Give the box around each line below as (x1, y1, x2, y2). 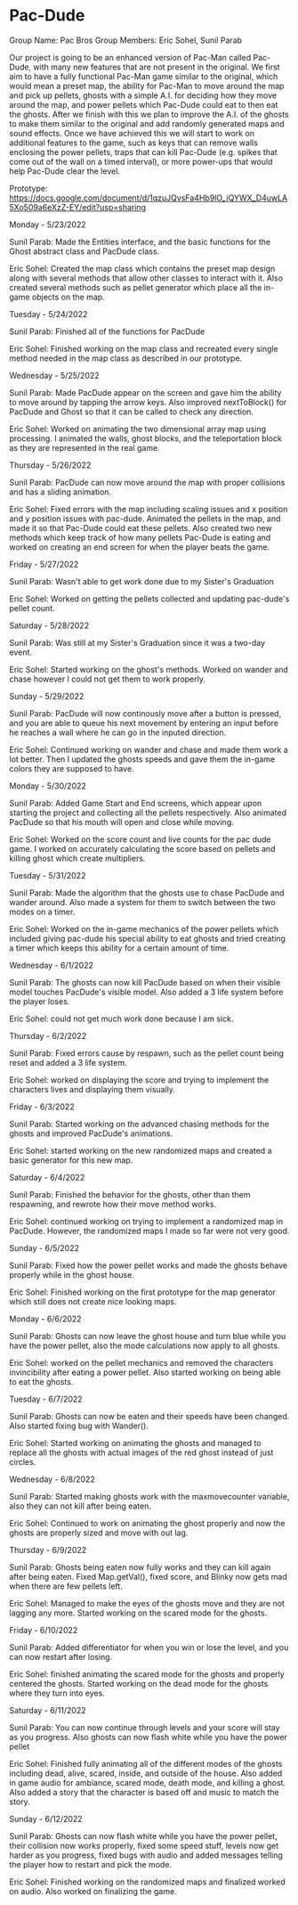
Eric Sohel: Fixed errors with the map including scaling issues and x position (9, 503, 288, 514)
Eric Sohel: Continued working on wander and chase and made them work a (9, 744, 289, 755)
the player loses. (9, 995, 70, 1007)
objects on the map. (31, 291, 105, 302)
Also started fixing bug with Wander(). (9, 1420, 149, 1431)
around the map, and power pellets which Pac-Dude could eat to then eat (9, 99, 278, 110)
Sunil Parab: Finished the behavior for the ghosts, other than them (9, 1189, 251, 1199)
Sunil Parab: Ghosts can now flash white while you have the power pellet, (9, 1830, 278, 1841)
